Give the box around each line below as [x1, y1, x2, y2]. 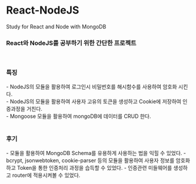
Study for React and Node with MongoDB [6, 23, 107, 30]
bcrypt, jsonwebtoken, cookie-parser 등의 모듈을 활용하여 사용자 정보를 [6, 157, 175, 164]
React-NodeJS [6, 4, 79, 17]
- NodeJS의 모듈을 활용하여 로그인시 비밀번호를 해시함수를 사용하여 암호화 [6, 83, 178, 90]
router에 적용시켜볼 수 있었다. [12, 172, 81, 179]
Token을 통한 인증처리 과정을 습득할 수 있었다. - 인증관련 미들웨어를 [16, 164, 172, 171]
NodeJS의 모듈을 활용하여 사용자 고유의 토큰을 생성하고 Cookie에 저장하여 [9, 98, 181, 105]
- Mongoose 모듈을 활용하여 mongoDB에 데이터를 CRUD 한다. [6, 113, 151, 120]
